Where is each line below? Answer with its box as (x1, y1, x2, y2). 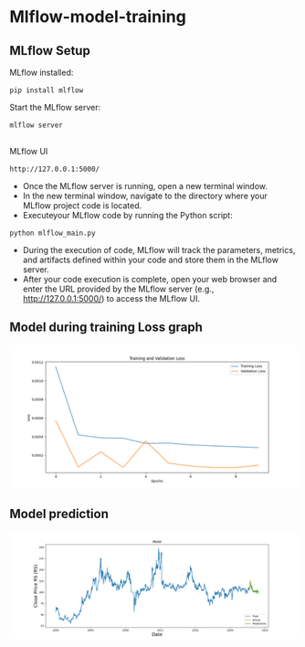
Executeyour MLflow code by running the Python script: (22, 210, 233, 220)
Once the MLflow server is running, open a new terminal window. (22, 181, 268, 191)
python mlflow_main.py (9, 228, 96, 238)
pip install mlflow (9, 86, 84, 95)
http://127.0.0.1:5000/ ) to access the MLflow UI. (22, 293, 201, 303)
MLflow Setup (9, 43, 91, 58)
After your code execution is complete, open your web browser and (22, 274, 278, 284)
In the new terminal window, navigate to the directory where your (22, 190, 268, 201)
